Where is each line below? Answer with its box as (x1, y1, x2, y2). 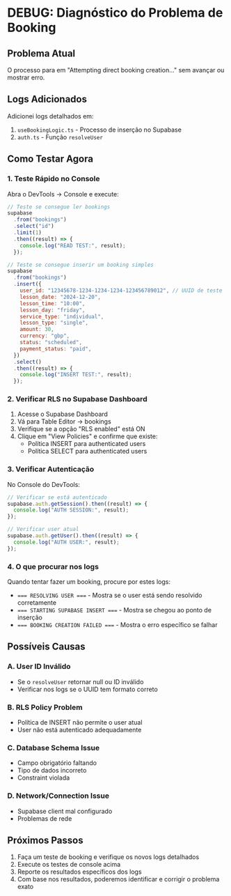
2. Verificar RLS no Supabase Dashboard (7, 394, 148, 404)
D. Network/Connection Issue (7, 791, 110, 801)
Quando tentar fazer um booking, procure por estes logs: (7, 578, 170, 586)
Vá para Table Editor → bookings (17, 417, 111, 426)
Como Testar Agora (7, 153, 94, 165)
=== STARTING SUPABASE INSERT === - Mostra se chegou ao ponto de (17, 606, 212, 615)
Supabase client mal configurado (17, 807, 113, 815)
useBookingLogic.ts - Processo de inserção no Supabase (17, 125, 182, 134)
